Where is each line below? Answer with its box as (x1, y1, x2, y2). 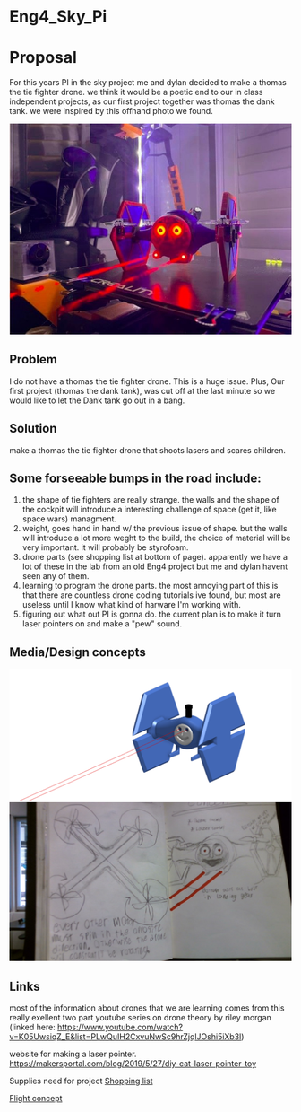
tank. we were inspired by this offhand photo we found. (9, 106, 213, 117)
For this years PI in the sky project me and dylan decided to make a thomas (9, 77, 287, 88)
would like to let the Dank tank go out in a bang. (9, 395, 185, 406)
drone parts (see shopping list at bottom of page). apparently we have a (21, 552, 288, 563)
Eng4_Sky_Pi (9, 6, 107, 27)
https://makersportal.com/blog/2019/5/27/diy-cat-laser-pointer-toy (9, 1058, 257, 1069)
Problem (9, 352, 58, 367)
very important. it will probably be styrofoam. (21, 542, 189, 553)
